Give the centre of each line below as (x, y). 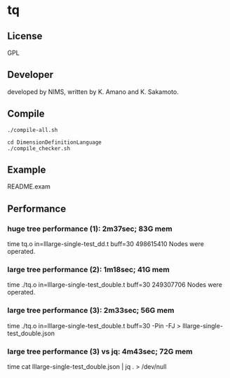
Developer (31, 75)
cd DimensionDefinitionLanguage (54, 142)
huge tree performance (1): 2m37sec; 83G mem (90, 229)
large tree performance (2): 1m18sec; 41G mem (88, 270)
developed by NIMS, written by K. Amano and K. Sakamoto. (93, 92)
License (25, 36)
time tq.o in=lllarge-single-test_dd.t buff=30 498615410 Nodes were (106, 244)
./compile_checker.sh (39, 148)
